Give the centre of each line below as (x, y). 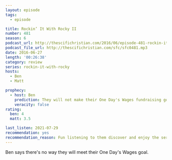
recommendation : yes (27, 133)
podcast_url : (19, 43)
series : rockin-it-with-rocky (38, 67)
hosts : (12, 72)
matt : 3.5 (20, 119)
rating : (14, 109)
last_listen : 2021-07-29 (32, 128)
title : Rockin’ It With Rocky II (41, 29)
